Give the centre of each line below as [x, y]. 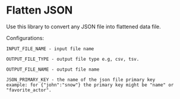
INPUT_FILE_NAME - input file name [50, 49]
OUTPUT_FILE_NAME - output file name [53, 69]
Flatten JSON [40, 10]
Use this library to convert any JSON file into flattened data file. [84, 27]
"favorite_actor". [29, 90]
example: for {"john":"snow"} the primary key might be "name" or [90, 85]
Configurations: [25, 38]
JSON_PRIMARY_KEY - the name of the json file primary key [81, 80]
